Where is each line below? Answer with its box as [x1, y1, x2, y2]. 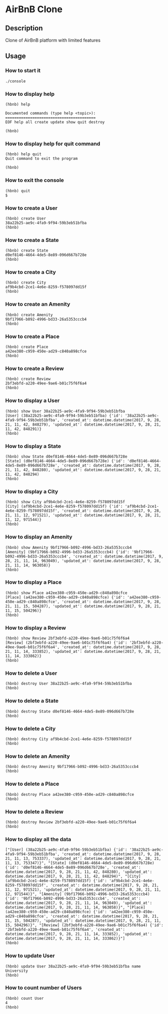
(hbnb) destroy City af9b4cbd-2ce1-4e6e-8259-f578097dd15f [5, 737, 132, 742]
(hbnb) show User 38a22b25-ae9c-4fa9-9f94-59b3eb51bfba [5, 408, 125, 414]
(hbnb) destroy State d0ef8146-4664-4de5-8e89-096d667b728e [5, 709, 135, 714]
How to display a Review [5, 624, 67, 631]
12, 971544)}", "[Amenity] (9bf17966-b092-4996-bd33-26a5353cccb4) [5, 892, 150, 897]
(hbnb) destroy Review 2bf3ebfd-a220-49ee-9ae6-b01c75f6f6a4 [5, 819, 137, 825]
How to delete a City [5, 725, 56, 732]
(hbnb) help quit [5, 152, 42, 157]
